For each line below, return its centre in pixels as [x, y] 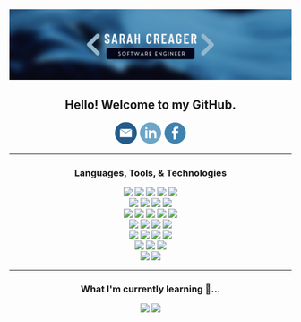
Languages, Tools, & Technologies [150, 172]
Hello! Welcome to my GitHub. [150, 105]
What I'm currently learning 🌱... [150, 289]
